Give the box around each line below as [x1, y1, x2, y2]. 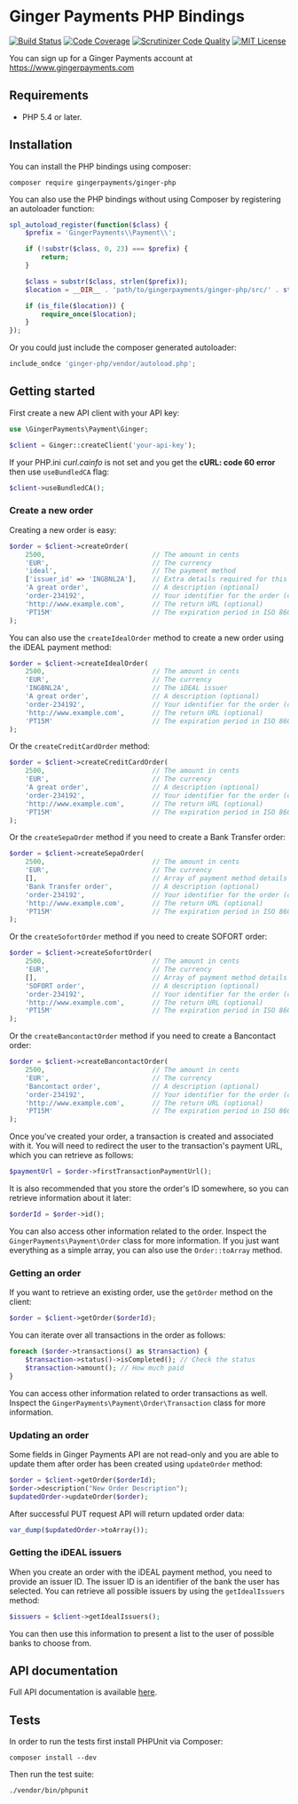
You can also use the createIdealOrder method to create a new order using [9, 632, 284, 643]
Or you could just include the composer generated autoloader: [9, 342, 237, 353]
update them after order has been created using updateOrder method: [9, 1458, 263, 1469]
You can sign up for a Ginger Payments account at [9, 52, 193, 63]
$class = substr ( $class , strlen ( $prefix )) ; [25, 277, 189, 286]
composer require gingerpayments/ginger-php [9, 178, 176, 187]
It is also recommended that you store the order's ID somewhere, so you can [9, 1183, 289, 1194]
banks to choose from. [9, 1637, 92, 1649]
